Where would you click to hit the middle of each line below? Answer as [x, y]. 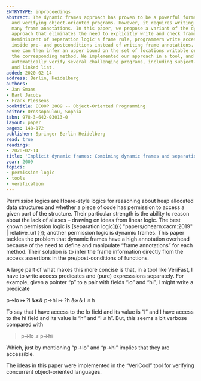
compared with [25, 324]
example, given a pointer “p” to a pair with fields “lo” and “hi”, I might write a [100, 282]
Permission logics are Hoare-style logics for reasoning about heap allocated [100, 201]
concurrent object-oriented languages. [54, 371]
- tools [16, 179]
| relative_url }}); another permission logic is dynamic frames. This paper [95, 232]
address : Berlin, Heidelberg [42, 78]
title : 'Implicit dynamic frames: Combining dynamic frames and [88, 156]
